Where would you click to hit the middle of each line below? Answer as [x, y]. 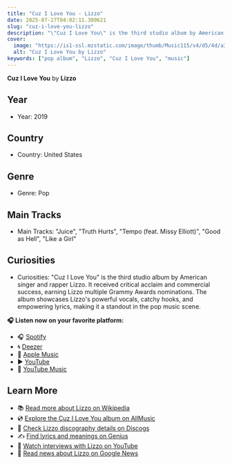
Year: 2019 [32, 116]
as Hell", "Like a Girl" [47, 239]
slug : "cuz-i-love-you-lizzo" [51, 26]
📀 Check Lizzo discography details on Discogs [83, 428]
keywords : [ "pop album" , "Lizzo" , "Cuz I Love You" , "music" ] [98, 59]
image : [23, 46]
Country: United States [50, 155]
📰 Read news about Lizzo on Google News [78, 453]
